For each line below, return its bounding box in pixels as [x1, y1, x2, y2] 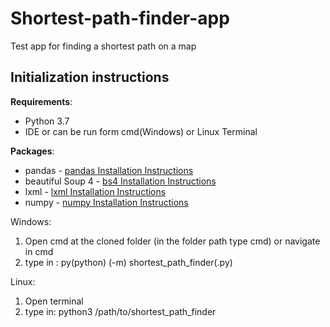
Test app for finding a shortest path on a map [10, 40, 197, 52]
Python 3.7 [24, 115, 70, 127]
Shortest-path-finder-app [10, 7, 230, 30]
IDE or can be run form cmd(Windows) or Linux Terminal [24, 125, 258, 137]
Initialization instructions [10, 69, 170, 86]
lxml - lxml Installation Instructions [24, 185, 167, 197]
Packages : [10, 145, 55, 157]
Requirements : [10, 95, 73, 107]
